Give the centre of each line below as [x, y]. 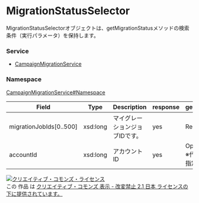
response [166, 107]
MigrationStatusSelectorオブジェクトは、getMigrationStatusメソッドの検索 [98, 28]
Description [130, 107]
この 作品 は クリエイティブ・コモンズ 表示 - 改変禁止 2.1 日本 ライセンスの [97, 186]
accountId [23, 154]
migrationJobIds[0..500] [44, 127]
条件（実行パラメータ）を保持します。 [53, 35]
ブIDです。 [127, 136]
